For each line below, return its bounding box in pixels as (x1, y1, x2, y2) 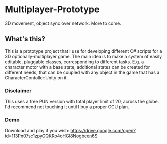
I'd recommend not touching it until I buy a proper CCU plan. (5, 104, 129, 110)
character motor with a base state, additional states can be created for (5, 64, 150, 70)
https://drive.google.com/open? (70, 128, 136, 134)
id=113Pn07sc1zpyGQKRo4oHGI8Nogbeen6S (5, 133, 98, 139)
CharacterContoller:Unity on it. (5, 74, 68, 81)
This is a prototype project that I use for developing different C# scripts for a (5, 48, 162, 54)
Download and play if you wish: (5, 128, 70, 134)
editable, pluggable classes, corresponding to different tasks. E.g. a (5, 59, 144, 65)
